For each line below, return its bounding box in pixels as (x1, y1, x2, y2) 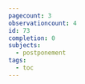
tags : (8, 57, 26, 65)
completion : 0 (8, 34, 56, 42)
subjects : (8, 42, 42, 50)
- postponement (15, 49, 67, 57)
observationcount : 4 (8, 19, 78, 27)
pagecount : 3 (8, 11, 52, 20)
